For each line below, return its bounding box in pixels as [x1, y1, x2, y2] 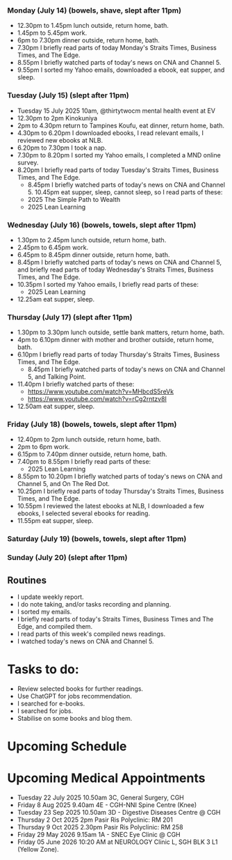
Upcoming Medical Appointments [7, 770, 206, 786]
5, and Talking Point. [27, 373, 86, 381]
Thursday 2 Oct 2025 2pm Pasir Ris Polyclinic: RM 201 [17, 815, 174, 824]
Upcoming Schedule [7, 739, 127, 754]
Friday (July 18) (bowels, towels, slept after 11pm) [7, 420, 177, 430]
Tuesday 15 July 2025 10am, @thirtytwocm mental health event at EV [17, 107, 215, 115]
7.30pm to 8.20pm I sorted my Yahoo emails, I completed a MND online [17, 150, 221, 159]
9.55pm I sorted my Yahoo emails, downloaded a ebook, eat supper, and [17, 65, 225, 75]
